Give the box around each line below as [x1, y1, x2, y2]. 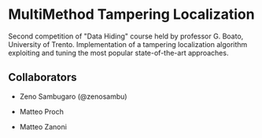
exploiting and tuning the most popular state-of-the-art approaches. [8, 48, 229, 57]
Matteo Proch [19, 107, 65, 116]
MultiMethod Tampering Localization [8, 5, 255, 24]
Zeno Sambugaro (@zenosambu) [19, 92, 127, 101]
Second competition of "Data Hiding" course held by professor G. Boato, [8, 31, 244, 41]
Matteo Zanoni [19, 122, 67, 131]
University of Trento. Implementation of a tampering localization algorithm [8, 39, 248, 49]
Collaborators [8, 71, 77, 84]
